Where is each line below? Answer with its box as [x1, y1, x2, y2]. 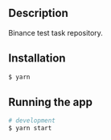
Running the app [8, 95, 92, 108]
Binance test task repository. [8, 28, 103, 37]
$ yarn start [8, 125, 52, 133]
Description [8, 6, 68, 20]
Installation [8, 52, 66, 66]
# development [8, 117, 56, 125]
